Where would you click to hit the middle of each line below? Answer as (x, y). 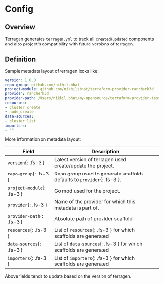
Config (19, 9)
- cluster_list (20, 121)
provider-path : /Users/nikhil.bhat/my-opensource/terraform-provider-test (83, 98)
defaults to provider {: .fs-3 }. (88, 180)
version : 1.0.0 (20, 80)
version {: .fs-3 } (26, 163)
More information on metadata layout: (43, 139)
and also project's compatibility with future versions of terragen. (70, 44)
